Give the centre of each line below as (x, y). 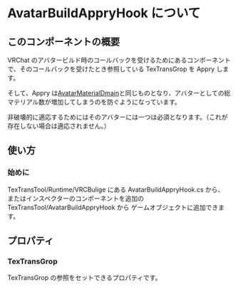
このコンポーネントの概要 (63, 42)
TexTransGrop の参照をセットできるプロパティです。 (84, 278)
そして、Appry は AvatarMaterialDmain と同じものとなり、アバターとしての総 (119, 93)
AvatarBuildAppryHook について (104, 13)
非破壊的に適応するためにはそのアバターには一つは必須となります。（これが (118, 117)
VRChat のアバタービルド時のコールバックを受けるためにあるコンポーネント (119, 60)
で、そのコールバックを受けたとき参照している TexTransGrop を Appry (111, 69)
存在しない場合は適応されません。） (59, 126)
